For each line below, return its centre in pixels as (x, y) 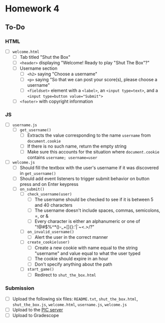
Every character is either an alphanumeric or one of (87, 221)
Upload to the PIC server (38, 310)
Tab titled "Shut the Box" (45, 57)
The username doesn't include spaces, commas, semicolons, (97, 210)
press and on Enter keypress (49, 184)
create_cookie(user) (48, 242)
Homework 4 (32, 9)
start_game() (41, 270)
